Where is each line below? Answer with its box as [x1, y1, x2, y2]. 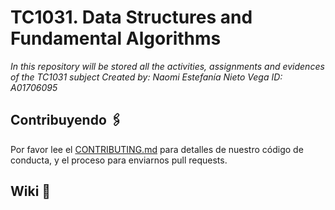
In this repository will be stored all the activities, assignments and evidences [10, 60, 325, 72]
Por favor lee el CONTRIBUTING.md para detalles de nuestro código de [10, 143, 304, 155]
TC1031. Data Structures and [10, 6, 253, 29]
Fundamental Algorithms [10, 27, 222, 50]
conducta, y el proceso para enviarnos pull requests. [10, 154, 228, 166]
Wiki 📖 [10, 183, 52, 200]
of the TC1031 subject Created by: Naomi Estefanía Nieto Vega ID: [10, 71, 283, 83]
